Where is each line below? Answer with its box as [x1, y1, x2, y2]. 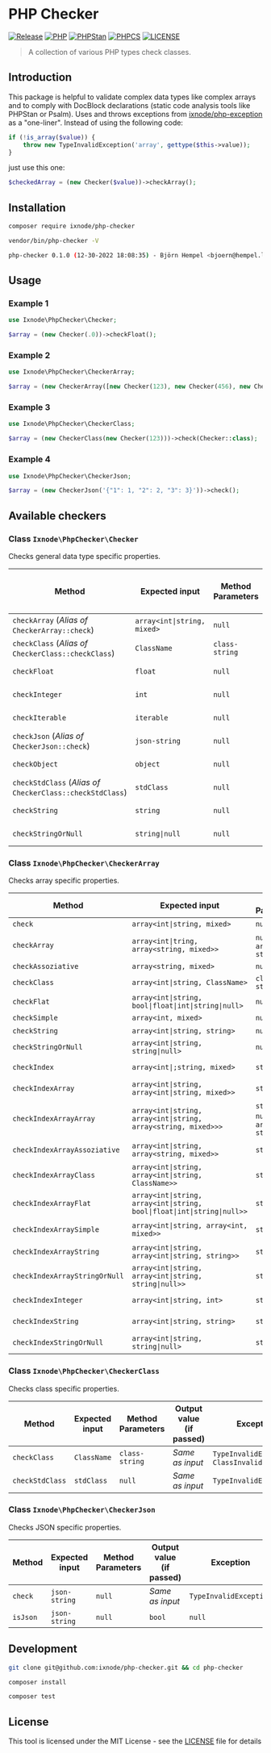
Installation [8, 201, 66, 215]
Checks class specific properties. [8, 1384, 119, 1393]
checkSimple [12, 1013, 59, 1023]
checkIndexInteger [12, 1296, 83, 1305]
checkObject [12, 759, 59, 769]
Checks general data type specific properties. [8, 551, 161, 561]
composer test [8, 1692, 56, 1701]
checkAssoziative [12, 962, 79, 971]
